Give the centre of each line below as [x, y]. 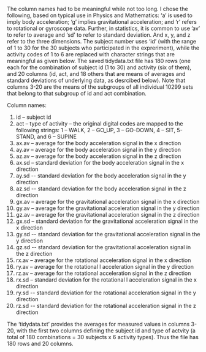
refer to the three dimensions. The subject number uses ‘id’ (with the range [102, 41]
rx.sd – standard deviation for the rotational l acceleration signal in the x [106, 280]
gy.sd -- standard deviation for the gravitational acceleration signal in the [108, 234]
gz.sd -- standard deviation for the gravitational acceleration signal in [103, 247]
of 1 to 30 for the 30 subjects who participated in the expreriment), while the [103, 48]
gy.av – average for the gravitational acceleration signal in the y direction [108, 208]
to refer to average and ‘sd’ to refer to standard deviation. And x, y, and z [99, 35]
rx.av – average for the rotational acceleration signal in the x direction [103, 260]
